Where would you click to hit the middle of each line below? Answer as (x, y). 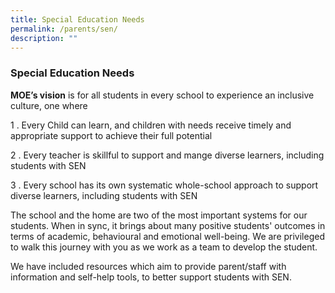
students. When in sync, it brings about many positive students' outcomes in (168, 225)
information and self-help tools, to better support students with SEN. (151, 277)
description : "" (44, 38)
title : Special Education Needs (77, 19)
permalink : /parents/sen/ (64, 29)
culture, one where (49, 105)
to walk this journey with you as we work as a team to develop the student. (164, 247)
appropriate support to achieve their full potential (111, 135)
